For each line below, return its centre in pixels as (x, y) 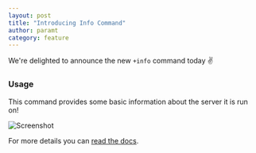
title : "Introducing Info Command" (67, 23)
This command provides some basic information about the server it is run (128, 101)
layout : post (30, 15)
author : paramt (33, 30)
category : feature (39, 38)
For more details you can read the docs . (74, 140)
